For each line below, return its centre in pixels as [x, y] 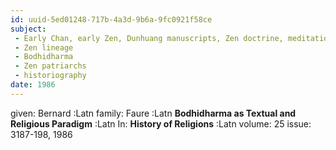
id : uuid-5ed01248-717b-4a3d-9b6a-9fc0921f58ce [111, 19]
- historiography [50, 76]
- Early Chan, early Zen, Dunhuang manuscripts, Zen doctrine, [149, 38]
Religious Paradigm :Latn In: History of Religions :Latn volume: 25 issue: [161, 123]
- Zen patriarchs [50, 66]
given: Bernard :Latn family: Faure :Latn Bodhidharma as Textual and [153, 113]
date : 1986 [33, 85]
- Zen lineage [44, 47]
